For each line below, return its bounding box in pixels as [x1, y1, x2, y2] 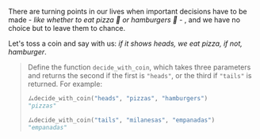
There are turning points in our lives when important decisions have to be [8, 7, 247, 16]
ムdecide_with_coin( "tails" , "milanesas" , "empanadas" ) [27, 116, 216, 124]
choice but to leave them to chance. [8, 24, 125, 32]
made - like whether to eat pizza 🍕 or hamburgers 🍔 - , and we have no [8, 15, 240, 24]
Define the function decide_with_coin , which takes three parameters [27, 62, 251, 72]
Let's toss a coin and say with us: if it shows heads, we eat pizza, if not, [8, 39, 243, 48]
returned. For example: [27, 79, 103, 88]
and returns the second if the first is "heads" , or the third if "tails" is [27, 71, 252, 80]
